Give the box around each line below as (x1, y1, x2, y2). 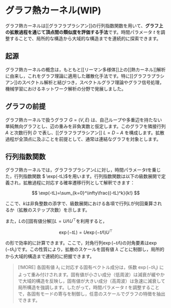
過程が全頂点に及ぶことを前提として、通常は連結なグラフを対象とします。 (5, 136, 161, 142)
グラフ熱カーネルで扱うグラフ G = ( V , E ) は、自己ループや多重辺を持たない (5, 116, 162, 123)
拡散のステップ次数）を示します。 (18, 207, 90, 213)
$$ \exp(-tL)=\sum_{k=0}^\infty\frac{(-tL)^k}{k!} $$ (31, 190, 140, 196)
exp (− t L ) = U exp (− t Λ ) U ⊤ (58, 229, 113, 235)
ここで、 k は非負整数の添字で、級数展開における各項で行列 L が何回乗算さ (5, 200, 158, 207)
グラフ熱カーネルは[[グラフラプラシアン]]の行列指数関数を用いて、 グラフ (5, 23, 159, 29)
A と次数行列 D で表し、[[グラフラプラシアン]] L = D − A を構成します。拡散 (5, 129, 165, 136)
